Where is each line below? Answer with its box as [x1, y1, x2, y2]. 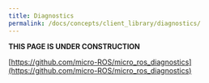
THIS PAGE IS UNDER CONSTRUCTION [8, 41, 140, 51]
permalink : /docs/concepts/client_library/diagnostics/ [8, 19, 201, 27]
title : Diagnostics [8, 11, 75, 20]
